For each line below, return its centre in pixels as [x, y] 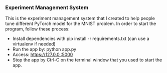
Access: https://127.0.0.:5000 [43, 54]
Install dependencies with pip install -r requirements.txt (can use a [81, 38]
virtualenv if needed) [34, 44]
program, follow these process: [37, 29]
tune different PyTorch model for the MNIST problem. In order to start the [81, 23]
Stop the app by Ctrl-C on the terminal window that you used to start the [87, 60]
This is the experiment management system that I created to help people [80, 18]
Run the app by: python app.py [44, 49]
